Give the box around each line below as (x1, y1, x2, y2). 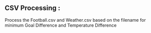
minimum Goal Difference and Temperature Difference (5, 22, 117, 28)
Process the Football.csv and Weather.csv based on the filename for (5, 17, 146, 23)
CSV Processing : (5, 4, 61, 12)
